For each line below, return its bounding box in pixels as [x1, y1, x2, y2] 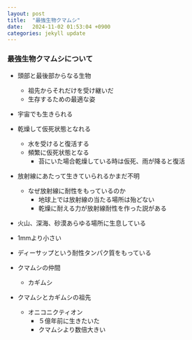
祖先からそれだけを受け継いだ [27, 86, 114, 94]
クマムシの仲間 [17, 263, 61, 272]
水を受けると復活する [27, 139, 89, 147]
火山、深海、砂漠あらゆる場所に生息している [17, 219, 147, 227]
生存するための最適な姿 [27, 95, 96, 103]
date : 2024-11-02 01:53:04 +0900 [7, 23, 111, 30]
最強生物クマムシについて [7, 54, 93, 64]
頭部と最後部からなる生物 [17, 71, 91, 80]
